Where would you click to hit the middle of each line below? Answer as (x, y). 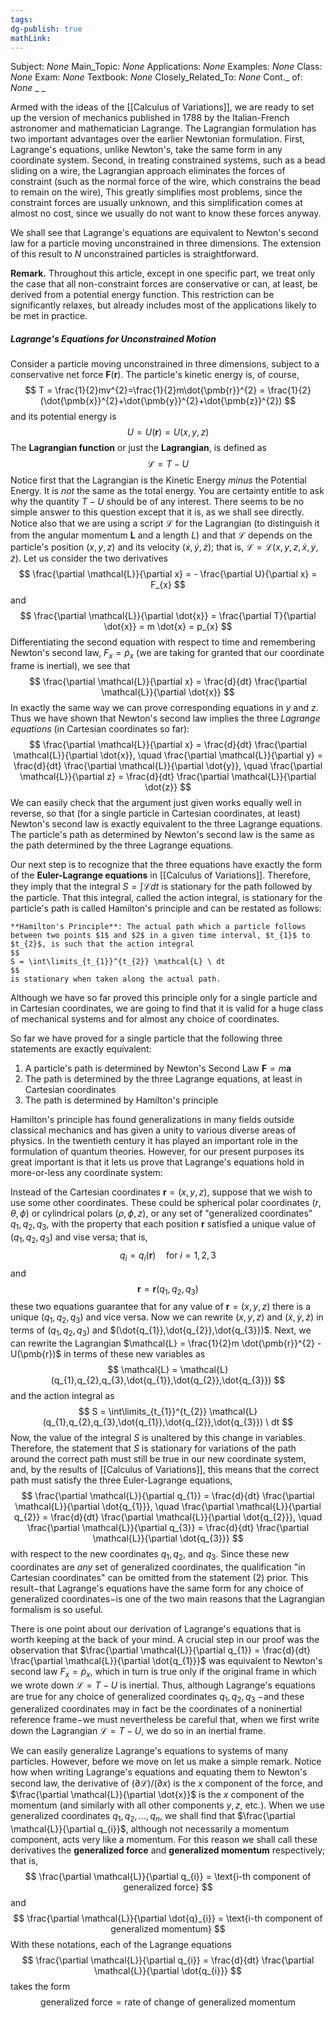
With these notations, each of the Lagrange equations (121, 1945)
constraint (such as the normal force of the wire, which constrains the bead (165, 182)
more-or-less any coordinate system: (86, 1173)
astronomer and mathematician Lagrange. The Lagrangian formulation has (163, 128)
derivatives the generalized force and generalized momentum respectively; (168, 1850)
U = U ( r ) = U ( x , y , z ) (168, 432)
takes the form (40, 1987)
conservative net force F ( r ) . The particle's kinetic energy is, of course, (155, 375)
